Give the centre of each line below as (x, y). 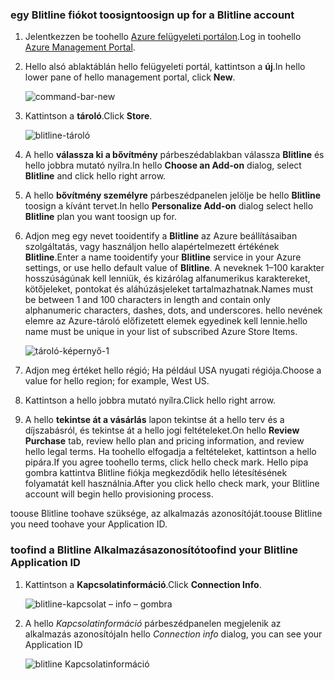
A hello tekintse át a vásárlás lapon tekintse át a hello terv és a (154, 420)
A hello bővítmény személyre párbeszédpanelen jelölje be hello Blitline (173, 195)
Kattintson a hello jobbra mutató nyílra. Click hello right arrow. (150, 400)
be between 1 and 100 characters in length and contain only (147, 300)
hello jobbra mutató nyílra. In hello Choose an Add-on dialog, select (163, 165)
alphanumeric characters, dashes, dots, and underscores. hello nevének (173, 310)
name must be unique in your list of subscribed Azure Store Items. (161, 332)
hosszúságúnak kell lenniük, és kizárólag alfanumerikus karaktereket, (167, 279)
